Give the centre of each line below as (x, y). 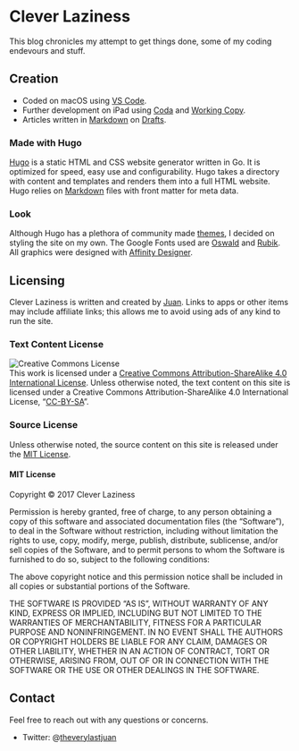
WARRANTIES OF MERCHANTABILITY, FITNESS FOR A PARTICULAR (135, 622)
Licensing (37, 281)
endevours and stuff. (47, 50)
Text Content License (57, 345)
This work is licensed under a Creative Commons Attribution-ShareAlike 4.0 (148, 373)
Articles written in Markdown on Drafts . (94, 119)
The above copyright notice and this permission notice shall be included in (146, 576)
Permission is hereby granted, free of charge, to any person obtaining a (141, 511)
